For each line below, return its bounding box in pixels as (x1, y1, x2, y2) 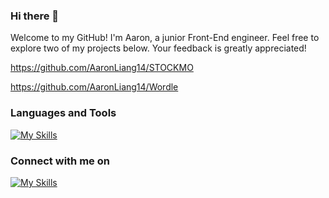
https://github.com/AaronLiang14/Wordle (10, 81, 179, 93)
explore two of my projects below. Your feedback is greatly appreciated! (10, 42, 307, 54)
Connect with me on (10, 154, 110, 168)
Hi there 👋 (10, 9, 60, 23)
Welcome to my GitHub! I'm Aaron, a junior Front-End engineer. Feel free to (10, 32, 320, 44)
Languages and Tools (10, 106, 117, 120)
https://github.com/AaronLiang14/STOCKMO (10, 62, 194, 74)
